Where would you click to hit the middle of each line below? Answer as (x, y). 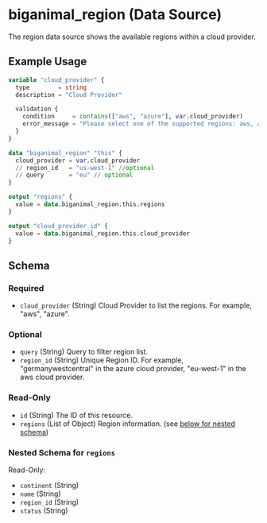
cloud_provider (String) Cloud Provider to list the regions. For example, (136, 306)
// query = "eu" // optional (74, 175)
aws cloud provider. (52, 377)
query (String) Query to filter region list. (84, 352)
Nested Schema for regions (62, 452)
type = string (51, 87)
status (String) (44, 510)
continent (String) (49, 485)
